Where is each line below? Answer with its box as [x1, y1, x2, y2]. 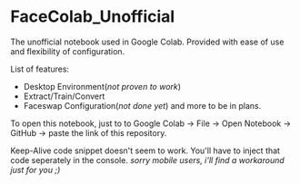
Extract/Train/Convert [23, 91, 105, 102]
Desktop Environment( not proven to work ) [23, 81, 181, 92]
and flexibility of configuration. [10, 45, 125, 56]
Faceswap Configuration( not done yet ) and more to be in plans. [23, 100, 262, 111]
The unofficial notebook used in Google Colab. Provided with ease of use [10, 36, 285, 47]
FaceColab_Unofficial [10, 6, 175, 27]
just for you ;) [10, 164, 61, 175]
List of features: [10, 63, 70, 74]
